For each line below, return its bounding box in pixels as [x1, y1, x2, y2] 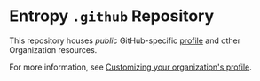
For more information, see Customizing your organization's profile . [9, 62, 253, 72]
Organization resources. [9, 44, 98, 55]
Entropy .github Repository [9, 6, 215, 26]
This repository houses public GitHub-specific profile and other [9, 35, 241, 46]
